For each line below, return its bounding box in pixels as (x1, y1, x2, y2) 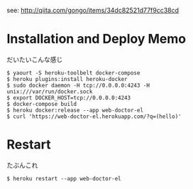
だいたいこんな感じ (6, 55, 63, 63)
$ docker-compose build (6, 100, 77, 107)
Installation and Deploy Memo (6, 31, 186, 47)
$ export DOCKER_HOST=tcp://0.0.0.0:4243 (6, 94, 131, 102)
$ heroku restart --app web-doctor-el (6, 175, 121, 182)
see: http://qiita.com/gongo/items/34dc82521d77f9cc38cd (6, 6, 179, 14)
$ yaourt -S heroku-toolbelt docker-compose (6, 69, 140, 77)
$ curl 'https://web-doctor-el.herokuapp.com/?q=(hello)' (6, 113, 182, 120)
